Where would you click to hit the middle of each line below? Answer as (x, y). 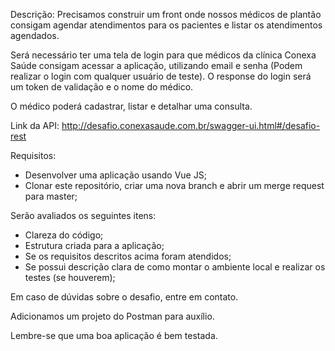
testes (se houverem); (70, 277)
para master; (51, 196)
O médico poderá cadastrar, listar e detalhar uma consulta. (131, 106)
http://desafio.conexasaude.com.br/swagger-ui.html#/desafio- (191, 125)
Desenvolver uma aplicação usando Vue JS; (115, 175)
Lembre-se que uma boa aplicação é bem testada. (114, 335)
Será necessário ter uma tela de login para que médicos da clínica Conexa (163, 55)
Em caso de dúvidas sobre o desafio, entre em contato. (124, 297)
